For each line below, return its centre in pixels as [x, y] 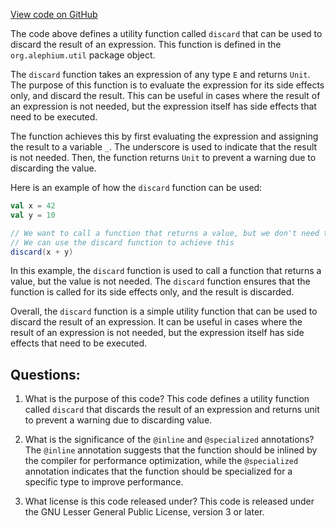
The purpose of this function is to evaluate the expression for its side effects [167, 85]
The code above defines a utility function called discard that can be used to [166, 33]
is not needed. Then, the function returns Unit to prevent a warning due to [163, 157]
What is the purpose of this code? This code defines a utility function [167, 399]
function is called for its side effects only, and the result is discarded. [152, 292]
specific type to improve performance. [104, 482]
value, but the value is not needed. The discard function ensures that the [160, 281]
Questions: [45, 374]
